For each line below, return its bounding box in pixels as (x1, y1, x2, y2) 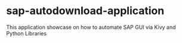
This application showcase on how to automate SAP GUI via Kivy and (6, 24, 176, 31)
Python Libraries (6, 29, 47, 37)
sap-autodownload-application (6, 4, 165, 18)
